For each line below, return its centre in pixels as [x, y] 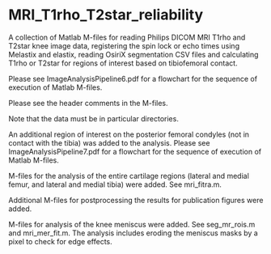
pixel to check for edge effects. [61, 241]
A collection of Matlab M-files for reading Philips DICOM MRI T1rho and [127, 37]
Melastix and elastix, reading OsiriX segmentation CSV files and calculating [133, 54]
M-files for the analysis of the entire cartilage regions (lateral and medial [129, 176]
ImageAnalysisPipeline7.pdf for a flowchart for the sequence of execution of [135, 151]
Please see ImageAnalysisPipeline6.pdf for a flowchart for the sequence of [133, 78]
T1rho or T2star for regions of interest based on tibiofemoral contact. [123, 63]
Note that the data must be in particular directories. [94, 118]
